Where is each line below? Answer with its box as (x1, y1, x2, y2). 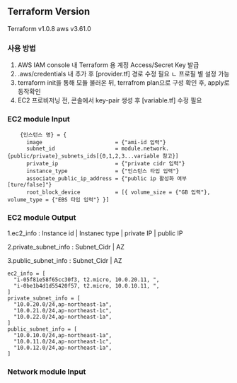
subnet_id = (25, 145, 119, 153)
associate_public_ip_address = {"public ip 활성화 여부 (25, 175, 187, 182)
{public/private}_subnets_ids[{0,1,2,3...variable (7, 153, 160, 160)
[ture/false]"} (7, 182, 52, 189)
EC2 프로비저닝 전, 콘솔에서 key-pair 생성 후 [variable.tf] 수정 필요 (17, 96, 202, 105)
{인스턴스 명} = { (20, 131, 67, 139)
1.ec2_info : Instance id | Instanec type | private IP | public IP (7, 229, 183, 237)
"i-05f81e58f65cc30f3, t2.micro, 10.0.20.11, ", (13, 276, 160, 283)
